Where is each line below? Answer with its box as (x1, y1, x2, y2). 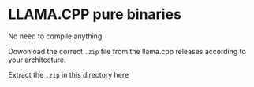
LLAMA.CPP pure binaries (8, 5, 181, 24)
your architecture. (8, 55, 66, 64)
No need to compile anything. (8, 31, 105, 41)
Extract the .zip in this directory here (8, 70, 129, 79)
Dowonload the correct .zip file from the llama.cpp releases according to (8, 46, 246, 56)
